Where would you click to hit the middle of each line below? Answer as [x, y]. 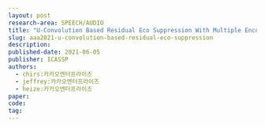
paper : [19, 96]
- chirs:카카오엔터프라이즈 [54, 74]
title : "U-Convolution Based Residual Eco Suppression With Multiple [125, 30]
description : [30, 45]
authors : [22, 67]
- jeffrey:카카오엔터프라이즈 [58, 81]
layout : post [30, 15]
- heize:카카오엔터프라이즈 [54, 89]
